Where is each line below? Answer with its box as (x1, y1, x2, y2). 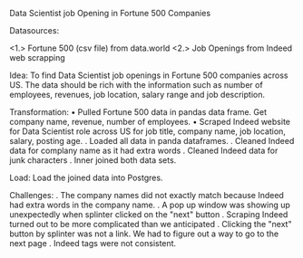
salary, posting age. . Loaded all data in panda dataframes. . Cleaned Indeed (9, 136, 295, 146)
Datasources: (9, 25, 60, 35)
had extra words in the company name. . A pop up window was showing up (9, 199, 290, 210)
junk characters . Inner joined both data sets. (9, 155, 177, 166)
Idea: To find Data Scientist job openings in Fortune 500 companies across (9, 70, 288, 81)
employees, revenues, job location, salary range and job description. (9, 90, 266, 100)
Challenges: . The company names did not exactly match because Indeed (9, 190, 284, 200)
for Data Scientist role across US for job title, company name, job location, (9, 126, 286, 137)
